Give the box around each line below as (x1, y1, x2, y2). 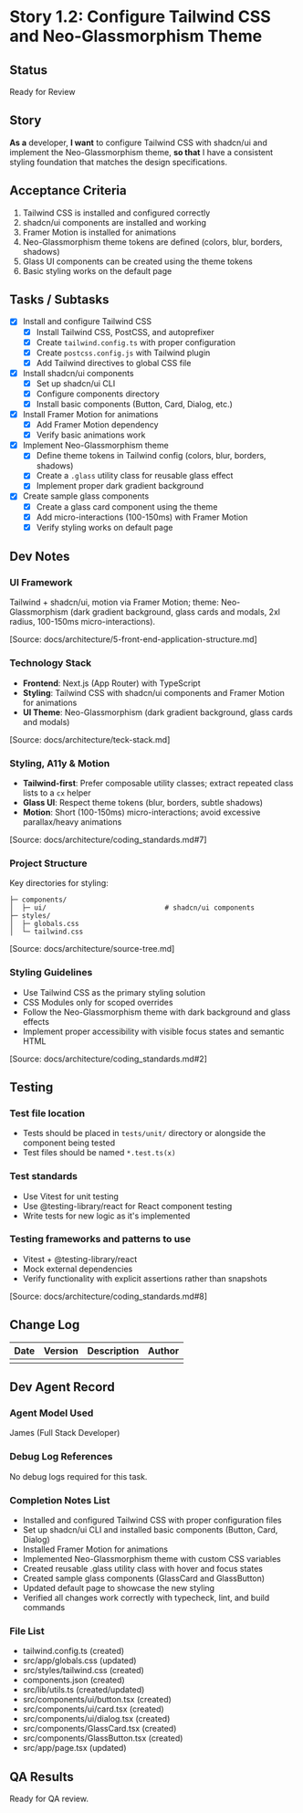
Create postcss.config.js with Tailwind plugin (36, 347, 211, 358)
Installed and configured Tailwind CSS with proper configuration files (22, 1514, 282, 1525)
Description (87, 1344, 140, 1357)
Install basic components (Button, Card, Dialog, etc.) (36, 398, 233, 409)
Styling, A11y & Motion (9, 756, 110, 769)
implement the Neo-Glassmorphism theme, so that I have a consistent (9, 146, 274, 157)
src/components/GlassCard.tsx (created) (22, 1723, 177, 1734)
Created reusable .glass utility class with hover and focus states (22, 1563, 263, 1574)
